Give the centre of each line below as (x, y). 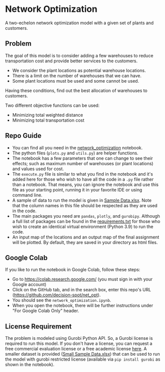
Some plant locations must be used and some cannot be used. (76, 81)
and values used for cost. (38, 169)
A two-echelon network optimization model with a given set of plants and (79, 23)
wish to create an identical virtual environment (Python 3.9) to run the (83, 227)
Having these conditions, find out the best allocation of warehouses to (76, 91)
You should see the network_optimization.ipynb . (62, 300)
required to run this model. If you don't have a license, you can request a (79, 344)
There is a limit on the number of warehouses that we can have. (77, 76)
